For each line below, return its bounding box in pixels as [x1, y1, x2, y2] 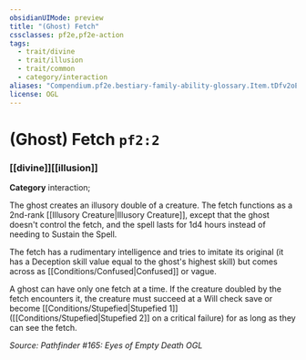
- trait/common [17, 65, 76, 74]
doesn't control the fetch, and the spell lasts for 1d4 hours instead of [9, 219, 266, 230]
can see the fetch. [9, 322, 77, 333]
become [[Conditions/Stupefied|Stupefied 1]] [9, 303, 178, 314]
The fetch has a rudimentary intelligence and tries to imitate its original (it [9, 246, 284, 257]
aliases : [9, 81, 43, 90]
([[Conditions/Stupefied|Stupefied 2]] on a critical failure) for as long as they [9, 312, 296, 324]
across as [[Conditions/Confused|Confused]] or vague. [9, 265, 217, 276]
